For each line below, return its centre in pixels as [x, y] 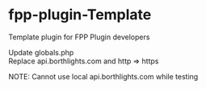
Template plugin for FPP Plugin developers [79, 37]
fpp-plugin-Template [80, 15]
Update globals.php [41, 52]
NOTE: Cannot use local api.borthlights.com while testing [103, 76]
